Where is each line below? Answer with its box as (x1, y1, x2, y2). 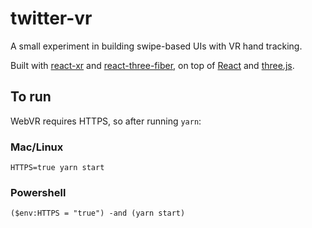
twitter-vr (10, 7, 93, 30)
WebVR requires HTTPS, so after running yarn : (10, 115, 202, 127)
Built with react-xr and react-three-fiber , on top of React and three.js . (10, 59, 295, 71)
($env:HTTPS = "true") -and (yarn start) (10, 208, 186, 219)
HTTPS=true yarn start (10, 163, 105, 173)
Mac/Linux (10, 140, 64, 154)
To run (10, 88, 52, 106)
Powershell (10, 185, 67, 199)
